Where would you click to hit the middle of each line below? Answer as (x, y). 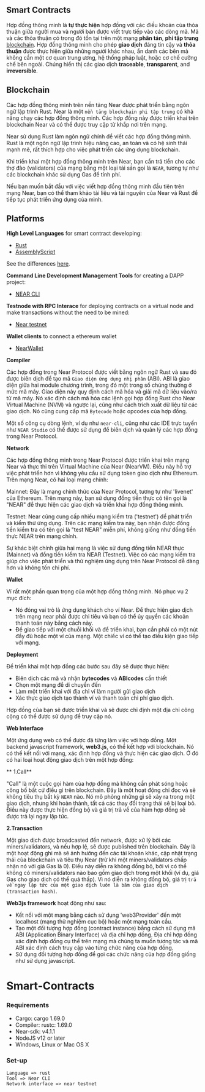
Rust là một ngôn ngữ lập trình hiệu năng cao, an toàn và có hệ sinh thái (97, 143)
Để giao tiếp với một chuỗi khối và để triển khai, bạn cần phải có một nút (106, 630)
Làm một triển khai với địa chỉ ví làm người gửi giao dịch (85, 692)
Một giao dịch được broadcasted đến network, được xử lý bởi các (89, 840)
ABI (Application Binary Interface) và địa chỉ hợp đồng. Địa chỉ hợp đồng (106, 935)
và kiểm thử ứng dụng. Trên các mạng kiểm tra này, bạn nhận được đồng (98, 523)
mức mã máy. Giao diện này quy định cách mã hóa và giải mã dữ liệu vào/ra (102, 392)
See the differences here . (38, 264)
